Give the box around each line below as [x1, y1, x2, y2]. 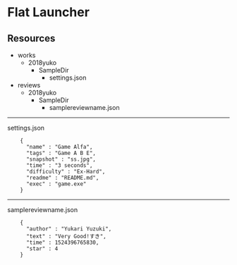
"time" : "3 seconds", [25, 162, 93, 169]
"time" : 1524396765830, [25, 239, 99, 246]
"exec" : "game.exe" [25, 180, 87, 187]
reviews [17, 81, 41, 89]
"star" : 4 [25, 245, 59, 252]
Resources [7, 32, 56, 44]
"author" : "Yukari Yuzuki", [25, 226, 112, 233]
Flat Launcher [7, 4, 90, 20]
